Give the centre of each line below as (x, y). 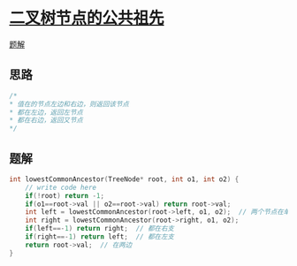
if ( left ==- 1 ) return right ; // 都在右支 (100, 229)
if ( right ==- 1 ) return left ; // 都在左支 (100, 237)
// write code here (61, 187)
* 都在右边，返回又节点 (46, 120)
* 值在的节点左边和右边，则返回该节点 (69, 104)
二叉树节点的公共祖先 (87, 18)
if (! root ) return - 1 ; (65, 195)
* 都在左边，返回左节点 (46, 112)
